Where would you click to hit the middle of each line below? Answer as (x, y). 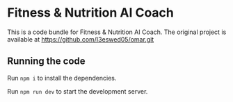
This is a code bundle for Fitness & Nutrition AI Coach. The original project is (117, 32)
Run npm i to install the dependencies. (62, 78)
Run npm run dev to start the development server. (78, 91)
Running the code (46, 61)
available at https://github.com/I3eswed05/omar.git (81, 39)
